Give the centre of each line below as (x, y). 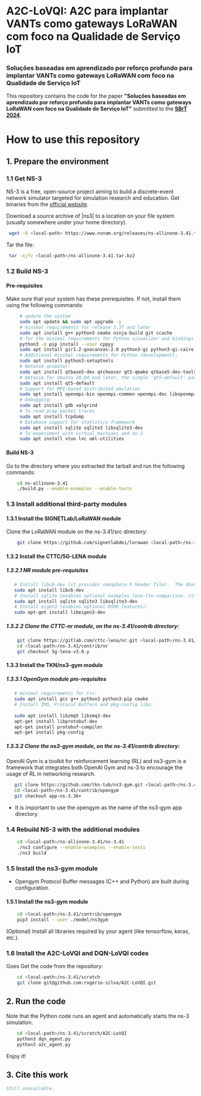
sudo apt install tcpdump (52, 416)
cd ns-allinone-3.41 (42, 483)
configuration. (32, 888)
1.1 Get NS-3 (24, 178)
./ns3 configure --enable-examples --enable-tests (81, 848)
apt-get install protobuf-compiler (58, 727)
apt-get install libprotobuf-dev (56, 721)
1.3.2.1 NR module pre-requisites (47, 570)
